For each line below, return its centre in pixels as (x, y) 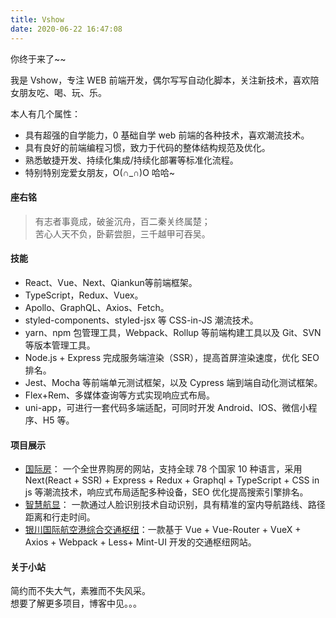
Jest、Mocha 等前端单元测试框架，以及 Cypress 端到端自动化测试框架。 (173, 382)
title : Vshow (37, 19)
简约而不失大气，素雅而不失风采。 (80, 591)
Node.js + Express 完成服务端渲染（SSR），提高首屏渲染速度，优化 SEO (172, 357)
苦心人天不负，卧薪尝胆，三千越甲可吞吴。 (122, 233)
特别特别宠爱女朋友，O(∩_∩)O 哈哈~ (100, 172)
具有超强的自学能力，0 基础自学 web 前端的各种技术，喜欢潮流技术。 (167, 135)
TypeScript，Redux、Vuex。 (84, 295)
